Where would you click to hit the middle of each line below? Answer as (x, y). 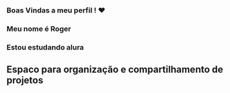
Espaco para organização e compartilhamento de (115, 70)
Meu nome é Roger (39, 28)
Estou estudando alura (45, 47)
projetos (25, 80)
